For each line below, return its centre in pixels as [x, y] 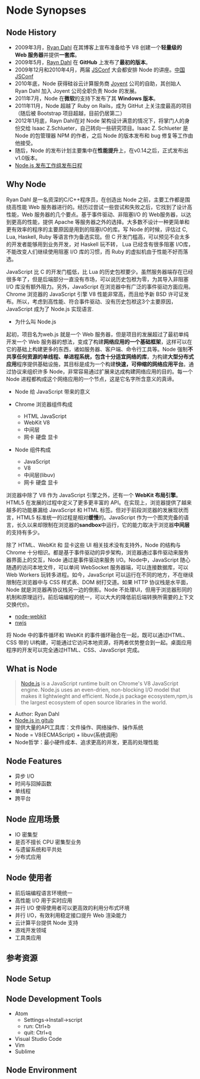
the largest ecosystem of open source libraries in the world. [94, 702]
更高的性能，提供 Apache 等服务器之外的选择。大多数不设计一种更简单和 [100, 222]
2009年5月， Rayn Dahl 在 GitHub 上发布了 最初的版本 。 [83, 62]
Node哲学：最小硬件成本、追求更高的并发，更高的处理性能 [87, 742]
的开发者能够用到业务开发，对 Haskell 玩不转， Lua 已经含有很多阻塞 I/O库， [100, 244]
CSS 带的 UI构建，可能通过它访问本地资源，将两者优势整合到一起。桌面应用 [99, 642]
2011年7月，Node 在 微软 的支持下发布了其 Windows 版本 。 [87, 98]
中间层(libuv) [39, 475]
